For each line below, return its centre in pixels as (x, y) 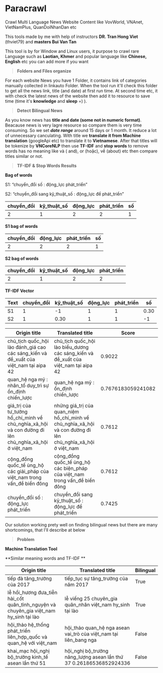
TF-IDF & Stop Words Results (47, 166)
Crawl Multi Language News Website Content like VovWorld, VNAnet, (74, 22)
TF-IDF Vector (20, 291)
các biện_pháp (71, 468)
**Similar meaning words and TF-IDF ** (45, 558)
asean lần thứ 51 (27, 663)
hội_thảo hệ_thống (28, 625)
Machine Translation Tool (31, 549)
